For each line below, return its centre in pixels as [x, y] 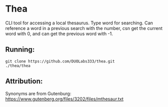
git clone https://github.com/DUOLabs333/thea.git [60, 61]
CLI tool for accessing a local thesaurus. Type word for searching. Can [79, 23]
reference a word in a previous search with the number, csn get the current [84, 28]
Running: [20, 49]
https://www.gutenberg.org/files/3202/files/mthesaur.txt [64, 99]
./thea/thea [18, 66]
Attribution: [24, 81]
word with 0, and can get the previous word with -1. [59, 33]
